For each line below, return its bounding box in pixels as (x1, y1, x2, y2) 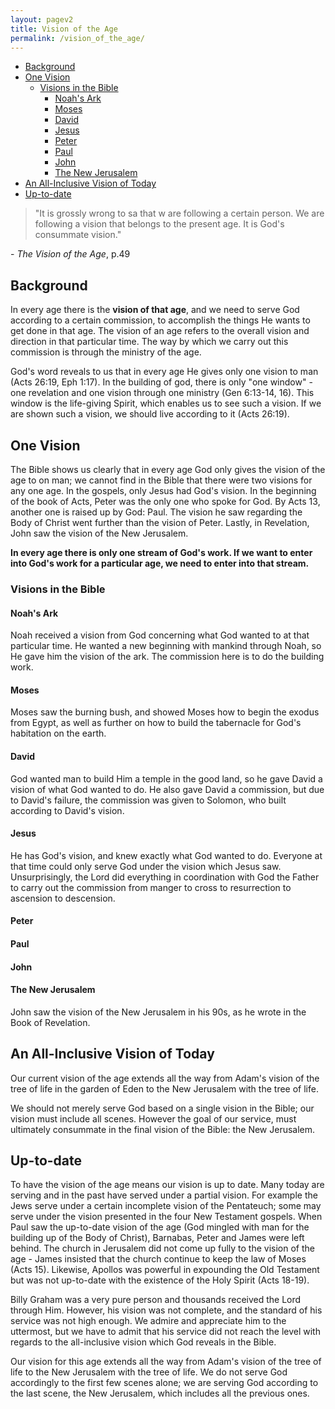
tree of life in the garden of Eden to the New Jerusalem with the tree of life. (10, 1082, 319, 1095)
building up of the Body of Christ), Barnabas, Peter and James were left (10, 1232, 305, 1244)
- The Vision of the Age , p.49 (10, 248, 131, 260)
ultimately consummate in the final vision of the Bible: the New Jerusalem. (10, 1123, 316, 1135)
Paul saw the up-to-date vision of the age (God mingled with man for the (10, 1221, 310, 1233)
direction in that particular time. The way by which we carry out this (10, 336, 289, 348)
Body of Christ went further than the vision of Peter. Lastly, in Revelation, (10, 517, 310, 528)
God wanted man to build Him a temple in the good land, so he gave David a (10, 772, 323, 785)
